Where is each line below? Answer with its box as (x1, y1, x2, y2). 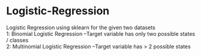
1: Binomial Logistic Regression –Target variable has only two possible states (6, 30, 196, 37)
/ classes (6, 36, 29, 43)
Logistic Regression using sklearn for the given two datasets (6, 24, 156, 31)
